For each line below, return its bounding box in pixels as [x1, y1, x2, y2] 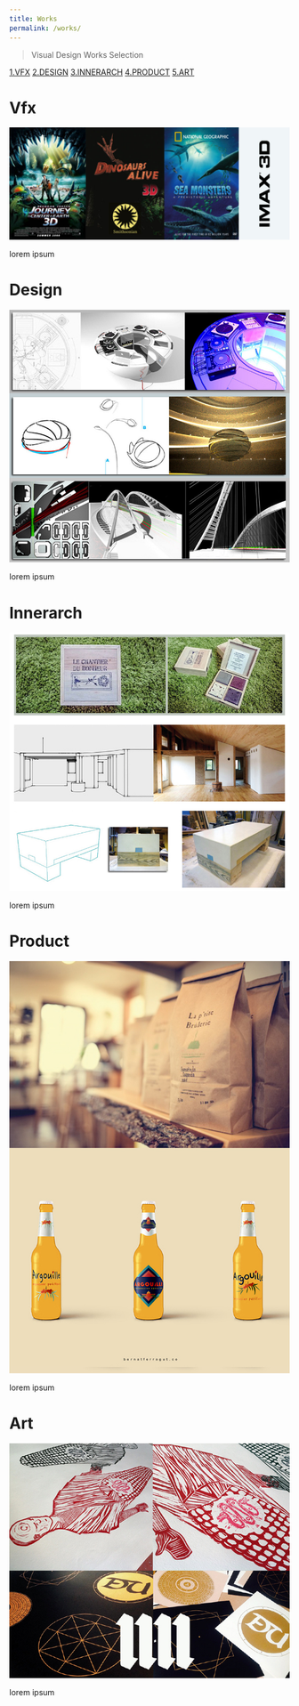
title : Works [9, 14, 58, 23]
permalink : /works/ [9, 23, 82, 33]
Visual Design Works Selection [30, 49, 144, 60]
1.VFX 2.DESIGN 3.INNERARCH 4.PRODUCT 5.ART [9, 67, 195, 77]
